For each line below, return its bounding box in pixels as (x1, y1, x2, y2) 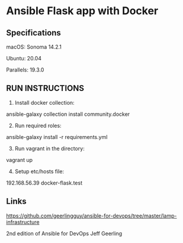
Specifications (6, 28, 61, 38)
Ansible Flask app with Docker (6, 4, 159, 18)
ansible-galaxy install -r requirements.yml (6, 133, 108, 140)
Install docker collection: (14, 99, 75, 106)
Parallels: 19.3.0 (6, 66, 44, 73)
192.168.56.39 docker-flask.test (6, 179, 83, 186)
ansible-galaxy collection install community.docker (6, 111, 130, 118)
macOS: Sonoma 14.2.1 (6, 43, 62, 50)
